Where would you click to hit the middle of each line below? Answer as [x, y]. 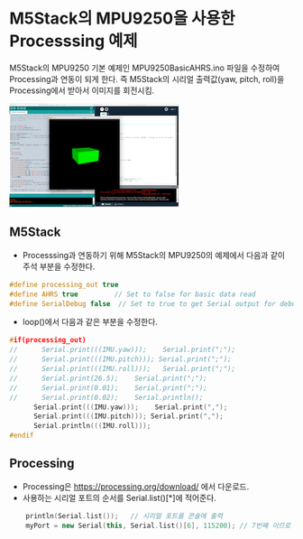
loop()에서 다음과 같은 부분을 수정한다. [90, 322]
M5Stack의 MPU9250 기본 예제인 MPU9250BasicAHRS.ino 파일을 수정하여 [145, 68]
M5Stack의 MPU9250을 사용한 [123, 19]
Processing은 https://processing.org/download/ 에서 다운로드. [136, 486]
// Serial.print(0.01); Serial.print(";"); [108, 388]
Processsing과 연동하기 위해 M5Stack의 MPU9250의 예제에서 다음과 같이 [154, 255]
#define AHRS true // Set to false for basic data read [133, 294]
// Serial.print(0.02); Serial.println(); [106, 397]
